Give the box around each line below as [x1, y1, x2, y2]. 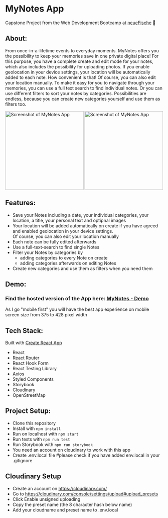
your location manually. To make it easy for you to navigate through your [5, 79, 155, 85]
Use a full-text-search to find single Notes [12, 244, 100, 250]
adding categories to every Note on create [20, 254, 108, 261]
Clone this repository [12, 420, 56, 426]
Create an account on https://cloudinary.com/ [12, 485, 107, 491]
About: [5, 34, 28, 43]
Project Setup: [5, 407, 51, 415]
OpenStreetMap [12, 392, 46, 398]
